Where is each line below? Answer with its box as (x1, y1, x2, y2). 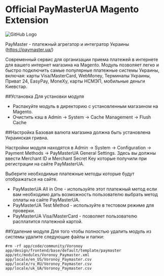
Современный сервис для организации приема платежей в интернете (5, 56, 158, 62)
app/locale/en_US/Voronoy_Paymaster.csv (5, 257, 92, 262)
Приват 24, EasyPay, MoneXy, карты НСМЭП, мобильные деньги (5, 78, 145, 84)
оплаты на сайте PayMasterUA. (12, 197, 80, 203)
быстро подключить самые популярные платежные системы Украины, (5, 67, 160, 73)
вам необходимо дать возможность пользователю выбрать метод (12, 191, 158, 197)
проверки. (12, 207, 36, 213)
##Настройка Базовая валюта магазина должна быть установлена (5, 129, 151, 135)
